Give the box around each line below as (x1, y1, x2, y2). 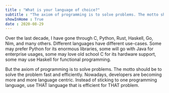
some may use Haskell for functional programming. (5, 56, 112, 63)
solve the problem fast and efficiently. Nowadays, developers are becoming (5, 71, 162, 78)
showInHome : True (5, 17, 44, 22)
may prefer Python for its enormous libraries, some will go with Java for (5, 46, 153, 52)
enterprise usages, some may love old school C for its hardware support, (5, 51, 156, 57)
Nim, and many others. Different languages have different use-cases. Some (5, 41, 162, 47)
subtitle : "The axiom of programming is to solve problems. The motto (5, 12, 158, 17)
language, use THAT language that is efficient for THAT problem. (5, 82, 139, 88)
